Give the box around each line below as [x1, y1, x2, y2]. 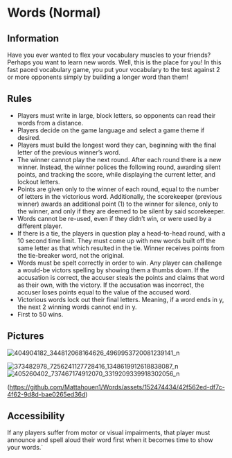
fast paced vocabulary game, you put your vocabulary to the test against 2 [7, 66, 220, 73]
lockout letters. [17, 177, 60, 186]
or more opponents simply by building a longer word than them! [7, 73, 189, 81]
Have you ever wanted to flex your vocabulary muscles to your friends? [7, 51, 211, 59]
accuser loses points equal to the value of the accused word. [17, 288, 192, 296]
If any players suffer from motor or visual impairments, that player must [7, 428, 211, 437]
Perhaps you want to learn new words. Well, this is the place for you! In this [7, 58, 222, 67]
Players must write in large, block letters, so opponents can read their [17, 111, 216, 119]
